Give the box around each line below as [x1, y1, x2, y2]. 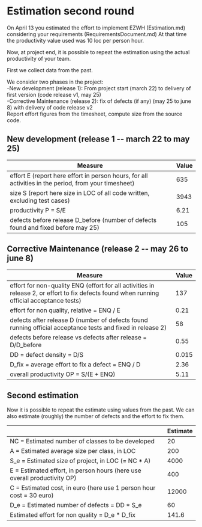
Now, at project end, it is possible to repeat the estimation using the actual [7, 48, 190, 55]
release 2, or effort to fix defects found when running [10, 289, 159, 297]
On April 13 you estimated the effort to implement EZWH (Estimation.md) [7, 24, 186, 31]
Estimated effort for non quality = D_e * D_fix [10, 511, 136, 519]
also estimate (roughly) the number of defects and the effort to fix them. [7, 413, 185, 420]
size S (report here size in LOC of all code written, [10, 188, 150, 197]
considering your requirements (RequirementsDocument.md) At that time [7, 30, 187, 37]
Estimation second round [7, 4, 134, 18]
